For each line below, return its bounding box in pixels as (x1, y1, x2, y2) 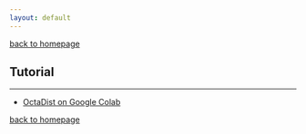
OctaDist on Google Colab (22, 97, 121, 108)
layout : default (9, 13, 71, 23)
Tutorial (9, 64, 55, 80)
